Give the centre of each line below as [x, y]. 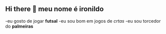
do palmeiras [19, 26]
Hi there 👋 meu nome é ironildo [54, 9]
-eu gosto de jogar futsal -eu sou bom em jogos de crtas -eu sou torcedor [83, 21]
